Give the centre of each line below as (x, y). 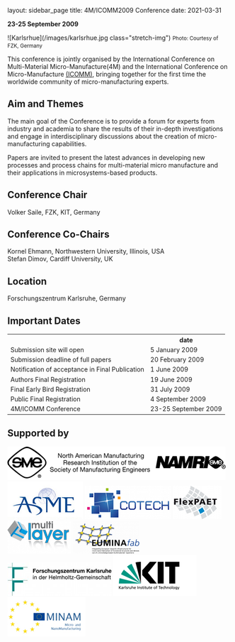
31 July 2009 (170, 389)
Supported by (38, 434)
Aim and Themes (46, 104)
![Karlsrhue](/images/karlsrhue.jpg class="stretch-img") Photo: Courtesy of (113, 38)
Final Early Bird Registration (50, 389)
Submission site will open (47, 349)
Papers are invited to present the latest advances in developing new (106, 157)
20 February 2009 (177, 360)
